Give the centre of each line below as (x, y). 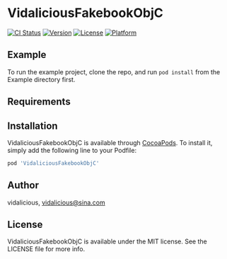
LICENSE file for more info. (46, 249)
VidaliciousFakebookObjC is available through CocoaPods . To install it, (110, 142)
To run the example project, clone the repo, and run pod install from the (114, 71)
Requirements (39, 102)
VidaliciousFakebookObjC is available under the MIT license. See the (107, 241)
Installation (33, 126)
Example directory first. (41, 79)
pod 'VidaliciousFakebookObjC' (53, 163)
